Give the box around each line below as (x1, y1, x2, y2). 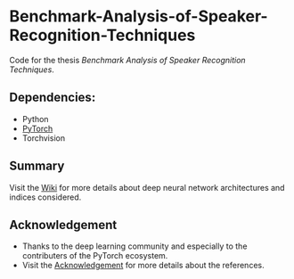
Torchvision (21, 132, 65, 144)
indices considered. (9, 192, 82, 202)
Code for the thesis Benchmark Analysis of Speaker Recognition (9, 54, 247, 65)
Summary (9, 159, 65, 174)
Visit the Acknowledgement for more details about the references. (21, 260, 265, 271)
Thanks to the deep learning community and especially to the (21, 241, 248, 251)
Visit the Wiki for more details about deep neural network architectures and (9, 182, 285, 193)
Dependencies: (9, 90, 96, 105)
